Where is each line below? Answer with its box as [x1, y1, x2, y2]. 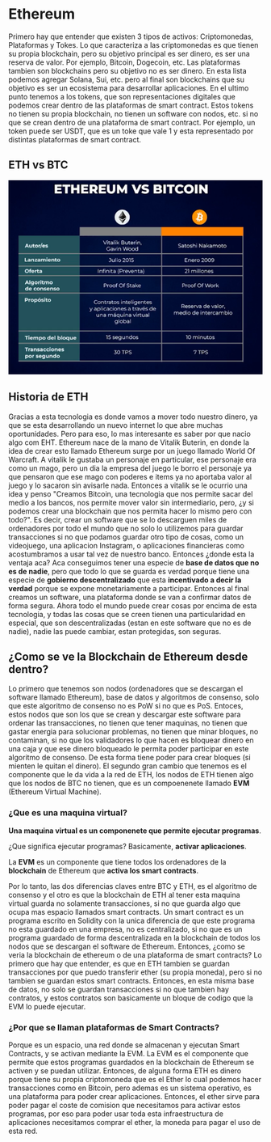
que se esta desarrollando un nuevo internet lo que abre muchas [8, 420, 223, 429]
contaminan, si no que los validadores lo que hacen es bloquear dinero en [8, 735, 254, 745]
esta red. [8, 1126, 38, 1136]
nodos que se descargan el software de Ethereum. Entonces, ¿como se [8, 941, 246, 951]
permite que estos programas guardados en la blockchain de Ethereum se [8, 1057, 255, 1067]
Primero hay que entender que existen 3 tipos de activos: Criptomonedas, [8, 32, 254, 41]
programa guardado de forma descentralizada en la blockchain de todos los [8, 933, 261, 942]
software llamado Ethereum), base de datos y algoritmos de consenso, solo [8, 692, 260, 702]
